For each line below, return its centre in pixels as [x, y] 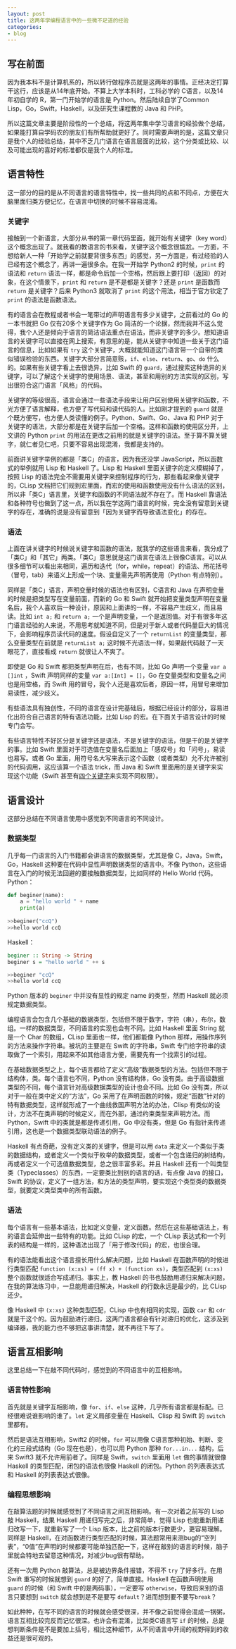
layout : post [26, 14]
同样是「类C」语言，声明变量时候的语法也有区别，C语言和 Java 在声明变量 [116, 590]
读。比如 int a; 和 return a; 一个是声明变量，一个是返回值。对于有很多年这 [118, 617]
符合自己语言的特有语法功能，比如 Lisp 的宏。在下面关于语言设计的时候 [123, 717]
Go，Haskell [25, 864]
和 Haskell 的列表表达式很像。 [50, 1474]
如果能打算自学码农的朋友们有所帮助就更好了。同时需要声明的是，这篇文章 [115, 132]
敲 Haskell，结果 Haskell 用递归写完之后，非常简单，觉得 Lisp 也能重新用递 [116, 1520]
